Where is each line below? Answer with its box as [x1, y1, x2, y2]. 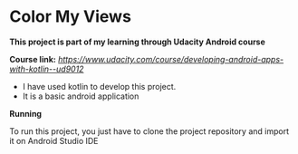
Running [9, 108, 43, 119]
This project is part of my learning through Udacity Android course [9, 36, 265, 47]
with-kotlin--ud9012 [9, 63, 84, 74]
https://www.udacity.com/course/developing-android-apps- [57, 53, 284, 64]
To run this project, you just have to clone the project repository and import [9, 125, 290, 137]
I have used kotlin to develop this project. [22, 81, 177, 91]
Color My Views [9, 6, 131, 27]
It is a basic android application [22, 91, 139, 101]
